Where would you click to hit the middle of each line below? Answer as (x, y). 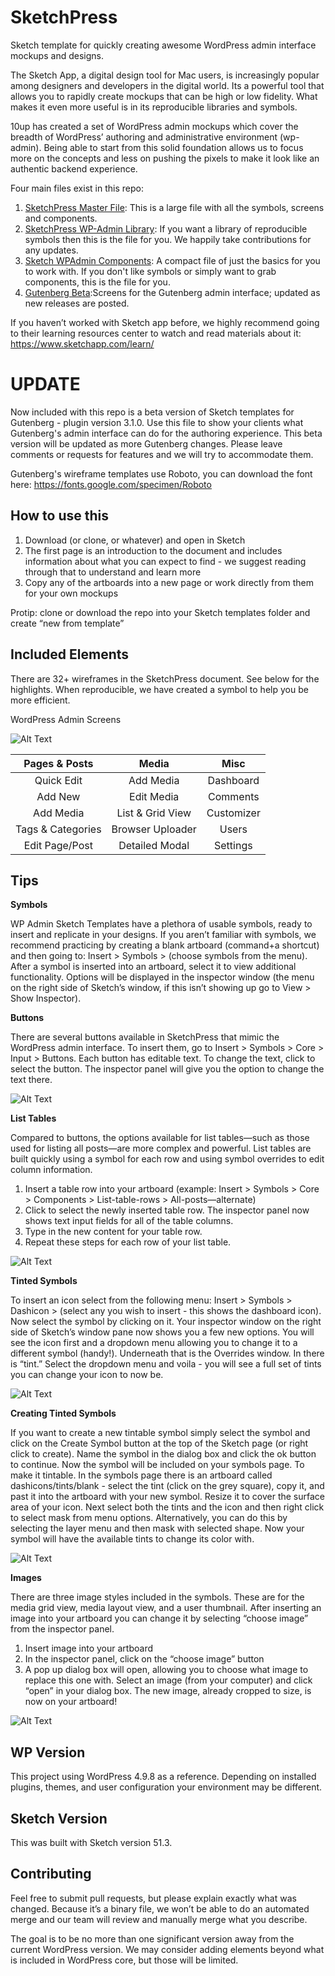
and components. (61, 218)
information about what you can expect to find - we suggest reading (165, 561)
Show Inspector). (46, 998)
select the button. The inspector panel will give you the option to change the (167, 1069)
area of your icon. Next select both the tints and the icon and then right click (167, 1507)
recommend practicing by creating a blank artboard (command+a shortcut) (165, 945)
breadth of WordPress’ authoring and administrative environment (144, 137)
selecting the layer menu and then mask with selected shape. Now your (157, 1528)
